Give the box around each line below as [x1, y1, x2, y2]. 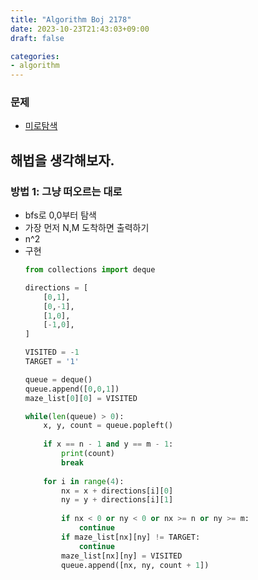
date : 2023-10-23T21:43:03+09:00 [10, 24, 150, 34]
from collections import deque [24, 265, 156, 275]
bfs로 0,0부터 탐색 [24, 209, 97, 221]
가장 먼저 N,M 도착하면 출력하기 [24, 222, 150, 234]
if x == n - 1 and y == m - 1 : [43, 439, 174, 450]
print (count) [61, 449, 115, 459]
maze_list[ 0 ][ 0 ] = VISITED [24, 393, 138, 403]
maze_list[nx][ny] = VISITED [61, 551, 183, 561]
